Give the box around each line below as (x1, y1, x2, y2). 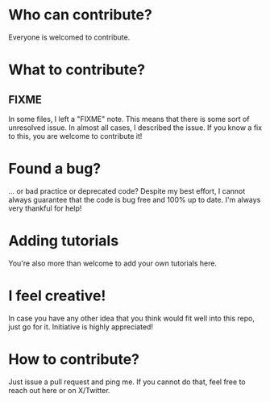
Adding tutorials (8, 232, 119, 250)
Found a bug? (8, 160, 102, 178)
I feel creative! (8, 287, 106, 304)
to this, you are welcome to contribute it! (8, 131, 143, 140)
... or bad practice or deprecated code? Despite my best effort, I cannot (8, 186, 246, 195)
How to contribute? (8, 350, 139, 368)
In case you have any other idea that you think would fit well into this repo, (8, 313, 255, 323)
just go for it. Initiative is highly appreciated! (8, 321, 153, 332)
